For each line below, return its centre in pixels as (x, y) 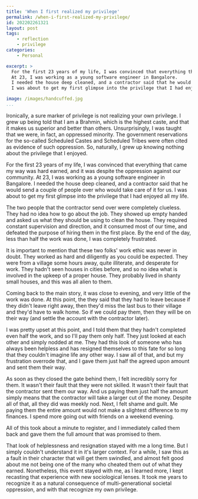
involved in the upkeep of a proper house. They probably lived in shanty (93, 275)
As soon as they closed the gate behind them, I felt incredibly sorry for (92, 379)
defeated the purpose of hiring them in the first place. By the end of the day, (99, 232)
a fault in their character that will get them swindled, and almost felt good (95, 458)
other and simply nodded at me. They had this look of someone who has (94, 342)
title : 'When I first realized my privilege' (63, 12)
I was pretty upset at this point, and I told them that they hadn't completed (96, 330)
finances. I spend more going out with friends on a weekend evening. (90, 416)
